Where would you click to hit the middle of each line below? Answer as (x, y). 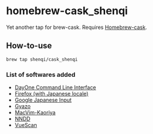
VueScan (26, 125)
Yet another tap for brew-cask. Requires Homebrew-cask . (77, 27)
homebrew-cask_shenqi (67, 11)
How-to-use (29, 46)
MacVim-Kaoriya (35, 112)
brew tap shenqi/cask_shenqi (42, 59)
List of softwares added (41, 74)
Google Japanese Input (43, 100)
